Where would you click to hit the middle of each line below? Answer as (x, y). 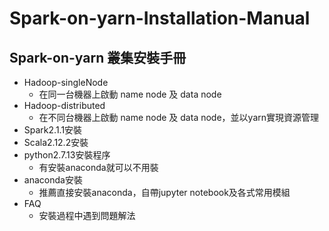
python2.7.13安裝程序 (67, 155)
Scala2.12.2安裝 (56, 142)
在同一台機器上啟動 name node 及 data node (130, 94)
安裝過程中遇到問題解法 (87, 215)
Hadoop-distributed (64, 105)
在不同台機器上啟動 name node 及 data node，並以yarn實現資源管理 (179, 117)
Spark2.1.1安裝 (53, 130)
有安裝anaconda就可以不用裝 (98, 167)
